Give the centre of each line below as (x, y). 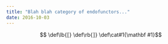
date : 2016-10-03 (28, 17)
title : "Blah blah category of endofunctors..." (68, 12)
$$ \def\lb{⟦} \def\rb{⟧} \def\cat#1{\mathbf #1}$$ (101, 34)
